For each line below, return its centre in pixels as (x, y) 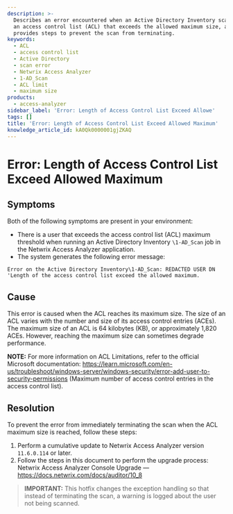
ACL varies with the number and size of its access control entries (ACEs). (112, 321)
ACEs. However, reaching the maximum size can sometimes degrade (106, 336)
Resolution (31, 408)
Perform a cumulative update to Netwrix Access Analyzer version (111, 446)
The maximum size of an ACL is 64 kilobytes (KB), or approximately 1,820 (112, 329)
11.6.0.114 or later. (45, 453)
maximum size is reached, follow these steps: (72, 432)
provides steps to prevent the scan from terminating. (94, 33)
